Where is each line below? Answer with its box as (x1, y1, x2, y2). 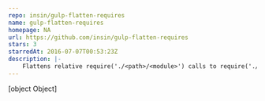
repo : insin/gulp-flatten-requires (8, 11, 125, 20)
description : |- (8, 56, 62, 63)
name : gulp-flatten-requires (8, 19, 104, 27)
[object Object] (8, 84, 58, 93)
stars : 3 (8, 41, 37, 49)
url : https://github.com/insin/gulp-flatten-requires (8, 33, 189, 41)
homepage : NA (8, 26, 51, 34)
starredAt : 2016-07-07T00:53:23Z (8, 48, 118, 56)
